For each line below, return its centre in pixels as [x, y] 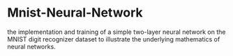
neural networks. [31, 46]
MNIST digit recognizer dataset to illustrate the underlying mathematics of [114, 39]
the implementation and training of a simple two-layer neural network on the [116, 32]
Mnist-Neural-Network [75, 13]
